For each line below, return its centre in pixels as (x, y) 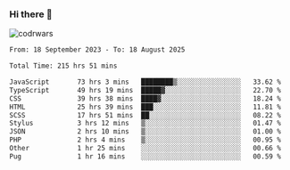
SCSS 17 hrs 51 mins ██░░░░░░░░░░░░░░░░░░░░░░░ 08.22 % (145, 115)
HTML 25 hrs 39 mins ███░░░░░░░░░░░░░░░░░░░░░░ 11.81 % (145, 107)
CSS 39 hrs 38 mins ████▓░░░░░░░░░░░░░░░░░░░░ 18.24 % (145, 98)
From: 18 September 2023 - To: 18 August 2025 (97, 50)
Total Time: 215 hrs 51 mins (63, 66)
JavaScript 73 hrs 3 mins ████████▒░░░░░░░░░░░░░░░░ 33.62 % (145, 82)
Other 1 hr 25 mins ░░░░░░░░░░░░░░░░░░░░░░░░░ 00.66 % (145, 149)
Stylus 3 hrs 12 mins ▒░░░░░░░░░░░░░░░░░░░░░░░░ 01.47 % (145, 124)
